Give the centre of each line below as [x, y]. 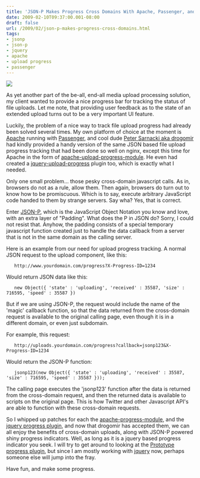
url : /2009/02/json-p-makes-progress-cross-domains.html [78, 28]
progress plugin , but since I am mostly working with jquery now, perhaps [95, 451]
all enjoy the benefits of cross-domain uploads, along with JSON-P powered [100, 432]
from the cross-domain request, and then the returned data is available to [96, 395]
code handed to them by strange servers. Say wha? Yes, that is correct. [94, 201]
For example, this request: [38, 335]
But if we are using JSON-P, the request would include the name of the [93, 304]
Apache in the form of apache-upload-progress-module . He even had [92, 157]
